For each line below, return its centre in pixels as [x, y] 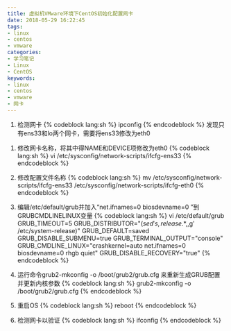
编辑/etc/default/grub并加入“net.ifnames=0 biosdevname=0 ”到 [108, 207]
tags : [15, 26]
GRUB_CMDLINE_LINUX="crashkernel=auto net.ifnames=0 [101, 245]
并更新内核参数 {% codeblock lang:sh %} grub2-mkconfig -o [104, 283]
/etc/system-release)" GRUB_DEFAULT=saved [83, 230]
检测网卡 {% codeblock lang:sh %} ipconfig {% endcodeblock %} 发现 [118, 124]
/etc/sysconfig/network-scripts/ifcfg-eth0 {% [139, 185]
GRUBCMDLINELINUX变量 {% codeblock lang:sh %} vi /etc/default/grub [121, 215]
